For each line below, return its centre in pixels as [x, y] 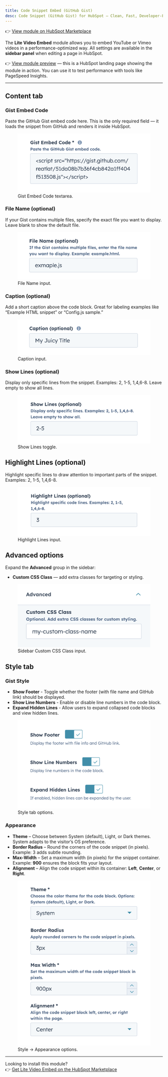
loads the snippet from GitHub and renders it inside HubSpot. [68, 126]
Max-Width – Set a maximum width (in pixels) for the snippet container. [86, 858]
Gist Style [17, 681]
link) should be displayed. [39, 697]
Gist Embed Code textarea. [45, 196]
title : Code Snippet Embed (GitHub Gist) [49, 10]
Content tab [24, 96]
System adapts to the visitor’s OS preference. [59, 842]
